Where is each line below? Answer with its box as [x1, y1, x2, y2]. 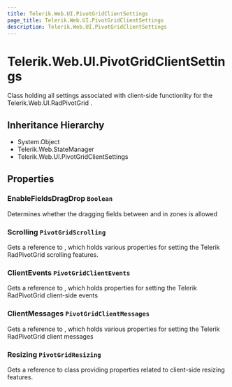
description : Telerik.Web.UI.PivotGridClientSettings [7, 23, 168, 30]
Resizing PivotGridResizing [7, 349, 101, 359]
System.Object [17, 138, 60, 146]
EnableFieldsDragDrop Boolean [7, 194, 113, 204]
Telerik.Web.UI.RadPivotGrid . [7, 99, 93, 107]
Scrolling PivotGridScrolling [7, 227, 106, 237]
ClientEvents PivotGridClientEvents [7, 268, 131, 278]
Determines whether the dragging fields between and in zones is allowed [7, 209, 218, 218]
